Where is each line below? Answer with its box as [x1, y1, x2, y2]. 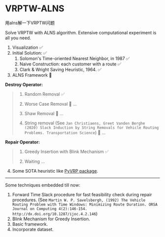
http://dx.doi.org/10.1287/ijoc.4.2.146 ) [12, 210, 98, 216]
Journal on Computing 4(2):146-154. [12, 206, 87, 211]
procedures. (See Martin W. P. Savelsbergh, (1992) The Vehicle [12, 197, 146, 203]
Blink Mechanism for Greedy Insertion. [12, 216, 90, 222]
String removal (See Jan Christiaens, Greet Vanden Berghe [24, 120, 145, 126]
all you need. [5, 35, 31, 41]
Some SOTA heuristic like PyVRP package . [12, 168, 98, 174]
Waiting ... [24, 158, 45, 164]
